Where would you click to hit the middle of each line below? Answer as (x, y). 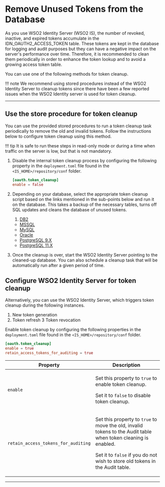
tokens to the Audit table (124, 431)
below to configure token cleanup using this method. (58, 136)
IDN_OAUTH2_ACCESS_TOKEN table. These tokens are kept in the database (82, 43)
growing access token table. (34, 64)
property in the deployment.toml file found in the (61, 166)
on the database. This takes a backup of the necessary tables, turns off (84, 204)
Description (126, 365)
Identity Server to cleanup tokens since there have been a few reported (77, 88)
